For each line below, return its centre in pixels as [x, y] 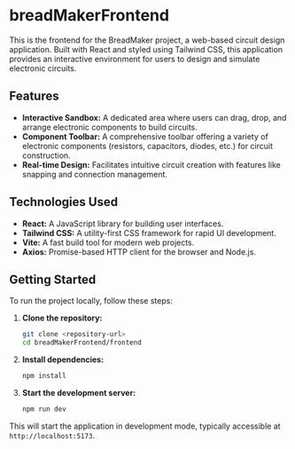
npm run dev [44, 409]
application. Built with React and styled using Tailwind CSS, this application [146, 49]
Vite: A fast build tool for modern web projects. [108, 242]
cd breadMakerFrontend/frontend [82, 343]
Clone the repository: [62, 318]
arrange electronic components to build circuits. [109, 127]
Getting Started [53, 279]
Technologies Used [63, 202]
